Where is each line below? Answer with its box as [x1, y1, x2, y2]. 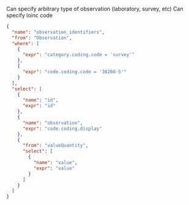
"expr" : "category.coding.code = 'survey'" [22, 52, 135, 58]
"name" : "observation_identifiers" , [12, 29, 105, 35]
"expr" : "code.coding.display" [22, 125, 102, 132]
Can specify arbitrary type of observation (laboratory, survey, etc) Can [6, 5, 184, 12]
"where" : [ [12, 40, 40, 46]
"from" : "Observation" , [12, 35, 72, 41]
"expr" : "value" [33, 165, 75, 171]
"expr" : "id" [22, 103, 56, 109]
